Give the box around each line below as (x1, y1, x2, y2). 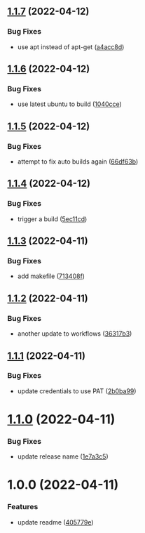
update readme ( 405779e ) (17, 518, 94, 526)
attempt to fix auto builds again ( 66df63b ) (17, 157, 139, 166)
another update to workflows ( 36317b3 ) (17, 329, 132, 338)
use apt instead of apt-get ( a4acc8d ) (17, 42, 125, 51)
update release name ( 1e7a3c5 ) (17, 452, 109, 461)
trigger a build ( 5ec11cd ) (17, 214, 88, 223)
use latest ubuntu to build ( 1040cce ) (17, 100, 123, 108)
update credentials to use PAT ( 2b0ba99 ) (17, 386, 137, 395)
